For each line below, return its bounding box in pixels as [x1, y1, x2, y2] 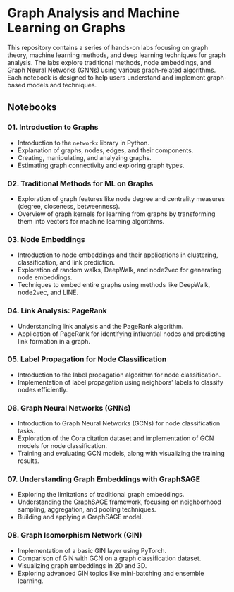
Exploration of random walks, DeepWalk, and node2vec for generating [17, 266, 222, 274]
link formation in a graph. [17, 337, 90, 345]
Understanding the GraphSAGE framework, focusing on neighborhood [17, 497, 222, 506]
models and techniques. [27, 80, 97, 89]
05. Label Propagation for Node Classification [7, 354, 167, 364]
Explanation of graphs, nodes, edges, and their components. [17, 146, 194, 155]
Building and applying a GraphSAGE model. [17, 513, 143, 521]
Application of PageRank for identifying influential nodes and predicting [17, 330, 226, 338]
